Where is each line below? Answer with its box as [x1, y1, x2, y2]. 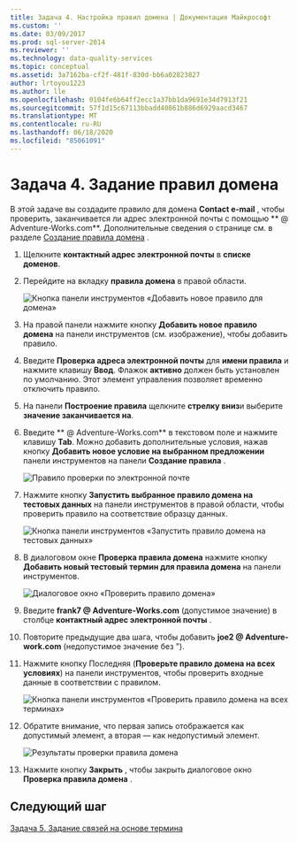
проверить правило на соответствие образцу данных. [22, 508, 228, 518]
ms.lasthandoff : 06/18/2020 [10, 128, 114, 137]
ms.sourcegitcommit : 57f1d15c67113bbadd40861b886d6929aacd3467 [10, 103, 248, 112]
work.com [22, 640, 62, 651]
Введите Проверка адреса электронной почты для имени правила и [22, 355, 289, 365]
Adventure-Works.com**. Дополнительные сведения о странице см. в [10, 222, 273, 233]
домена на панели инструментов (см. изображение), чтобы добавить [22, 328, 288, 339]
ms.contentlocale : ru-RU [10, 120, 102, 129]
